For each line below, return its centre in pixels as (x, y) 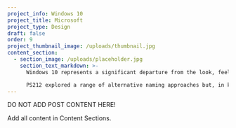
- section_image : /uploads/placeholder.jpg (78, 59)
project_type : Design (39, 27)
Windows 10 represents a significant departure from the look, (120, 72)
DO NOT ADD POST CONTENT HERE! (61, 105)
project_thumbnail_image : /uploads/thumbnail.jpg (81, 46)
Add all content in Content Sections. (59, 118)
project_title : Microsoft (45, 20)
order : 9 (20, 40)
